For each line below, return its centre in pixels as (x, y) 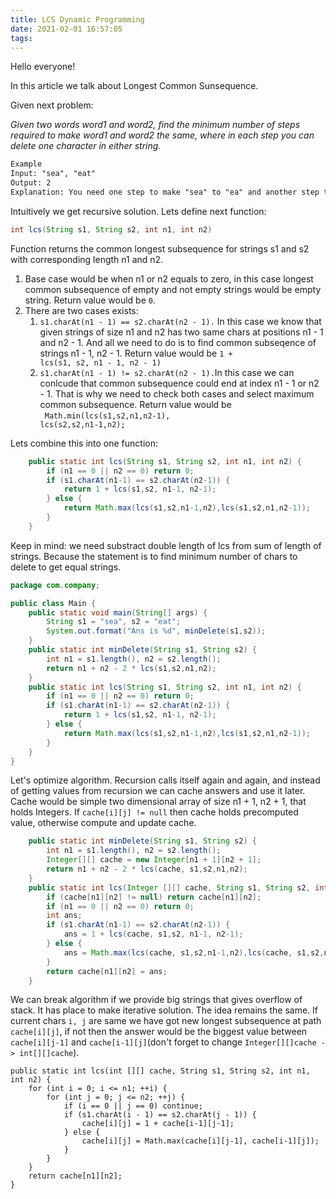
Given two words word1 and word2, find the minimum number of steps (155, 125)
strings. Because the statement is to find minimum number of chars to (154, 556)
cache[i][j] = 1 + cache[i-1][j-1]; (158, 1124)
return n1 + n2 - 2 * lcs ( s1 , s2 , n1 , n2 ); (131, 668)
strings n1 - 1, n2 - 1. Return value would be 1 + (136, 353)
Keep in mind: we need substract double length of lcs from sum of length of (166, 545)
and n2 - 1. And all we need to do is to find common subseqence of (178, 342)
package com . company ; (55, 585)
